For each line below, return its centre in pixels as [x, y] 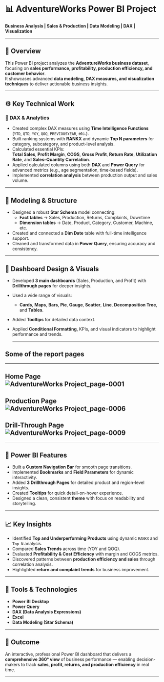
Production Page [31, 401]
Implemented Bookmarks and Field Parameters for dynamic [73, 472]
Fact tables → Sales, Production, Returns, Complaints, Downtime [85, 218]
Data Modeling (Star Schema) [43, 622]
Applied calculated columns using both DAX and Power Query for [78, 165]
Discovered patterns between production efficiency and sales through [84, 559]
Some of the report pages [45, 354]
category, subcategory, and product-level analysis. [63, 144]
